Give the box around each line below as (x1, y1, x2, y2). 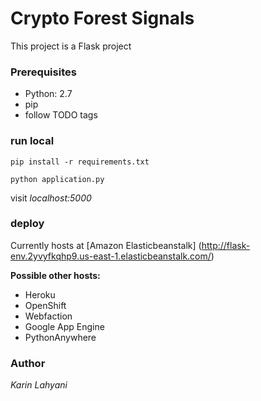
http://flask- (201, 239, 251, 251)
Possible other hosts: (10, 269, 101, 281)
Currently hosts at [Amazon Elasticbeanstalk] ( (10, 239, 202, 251)
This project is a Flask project (10, 40, 132, 52)
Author (10, 356, 46, 370)
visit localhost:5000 (10, 192, 92, 204)
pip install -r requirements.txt (10, 157, 150, 167)
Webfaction (24, 310, 73, 322)
